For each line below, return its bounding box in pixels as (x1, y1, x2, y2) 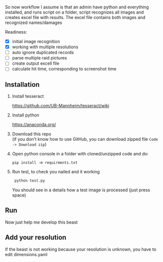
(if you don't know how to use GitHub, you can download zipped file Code (12, 136, 158, 142)
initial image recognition (12, 38, 60, 44)
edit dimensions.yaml (5, 251, 48, 257)
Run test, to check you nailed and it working (12, 169, 100, 175)
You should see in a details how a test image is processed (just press (12, 187, 150, 193)
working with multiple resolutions (12, 44, 79, 50)
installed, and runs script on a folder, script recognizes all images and (5, 9, 144, 15)
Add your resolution (5, 233, 66, 242)
